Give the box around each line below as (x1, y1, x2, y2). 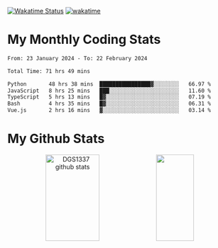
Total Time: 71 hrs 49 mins (7, 67, 91, 74)
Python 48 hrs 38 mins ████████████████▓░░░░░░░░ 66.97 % (7, 80, 212, 88)
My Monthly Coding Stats (7, 32, 161, 47)
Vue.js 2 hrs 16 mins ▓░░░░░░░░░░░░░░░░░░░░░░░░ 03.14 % (7, 107, 212, 114)
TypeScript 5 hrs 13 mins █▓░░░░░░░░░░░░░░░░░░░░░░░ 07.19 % (7, 94, 212, 101)
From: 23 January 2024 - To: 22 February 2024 (7, 55, 148, 62)
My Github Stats (7, 131, 105, 147)
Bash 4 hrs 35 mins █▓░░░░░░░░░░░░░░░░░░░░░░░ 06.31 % (7, 100, 212, 108)
